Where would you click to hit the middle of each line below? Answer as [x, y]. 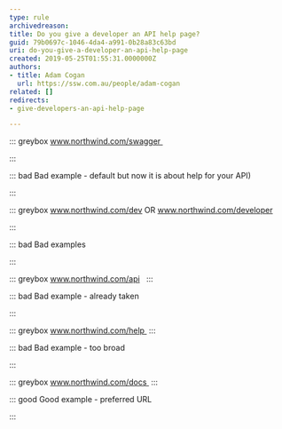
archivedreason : [39, 26]
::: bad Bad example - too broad [67, 348]
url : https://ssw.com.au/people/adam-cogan [98, 83]
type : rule [29, 17]
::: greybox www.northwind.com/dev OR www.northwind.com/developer [141, 211]
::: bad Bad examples [47, 244]
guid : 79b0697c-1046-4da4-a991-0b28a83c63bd [93, 42]
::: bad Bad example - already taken [74, 296]
